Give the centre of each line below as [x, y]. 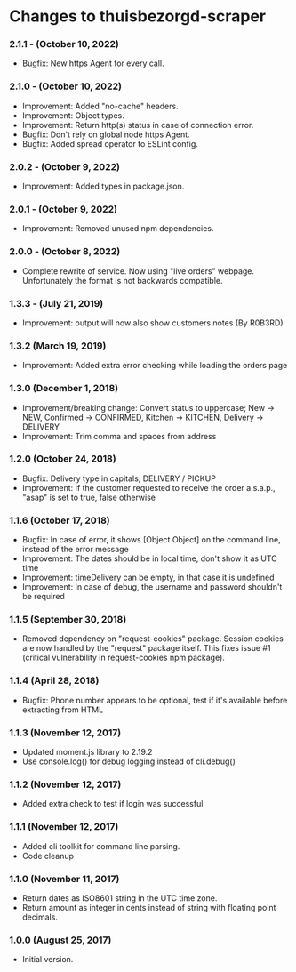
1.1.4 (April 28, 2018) [54, 680]
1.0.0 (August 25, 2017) [60, 940]
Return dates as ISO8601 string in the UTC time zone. [120, 898]
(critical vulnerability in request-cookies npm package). [123, 658]
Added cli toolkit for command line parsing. [101, 846]
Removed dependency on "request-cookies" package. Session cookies [153, 639]
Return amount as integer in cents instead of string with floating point [149, 907]
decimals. [40, 917]
